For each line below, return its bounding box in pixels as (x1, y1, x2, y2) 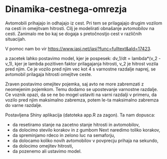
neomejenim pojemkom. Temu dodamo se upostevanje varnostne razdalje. (5, 86, 159, 92)
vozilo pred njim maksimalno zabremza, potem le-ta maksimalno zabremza (5, 96, 159, 103)
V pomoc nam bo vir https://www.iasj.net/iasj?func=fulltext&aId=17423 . (5, 45, 152, 51)
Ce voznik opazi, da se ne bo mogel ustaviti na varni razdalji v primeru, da (5, 91, 157, 97)
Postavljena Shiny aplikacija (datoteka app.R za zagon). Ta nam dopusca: (5, 111, 156, 118)
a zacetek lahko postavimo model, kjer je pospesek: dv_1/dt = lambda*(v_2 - (5, 55, 161, 61)
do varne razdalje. (5, 102, 42, 108)
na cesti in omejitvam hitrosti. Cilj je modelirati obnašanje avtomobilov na (5, 25, 155, 31)
